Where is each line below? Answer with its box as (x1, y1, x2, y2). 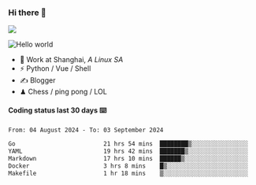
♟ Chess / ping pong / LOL (19, 87, 108, 97)
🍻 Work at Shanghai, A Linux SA (19, 55, 124, 65)
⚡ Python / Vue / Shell (19, 64, 91, 73)
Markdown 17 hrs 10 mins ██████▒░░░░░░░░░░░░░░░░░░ (8, 155, 248, 163)
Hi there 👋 (8, 7, 47, 18)
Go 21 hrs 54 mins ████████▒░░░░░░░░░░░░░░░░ (8, 140, 248, 148)
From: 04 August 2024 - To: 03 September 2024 (8, 126, 164, 134)
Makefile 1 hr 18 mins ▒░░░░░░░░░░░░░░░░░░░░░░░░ (8, 169, 248, 177)
